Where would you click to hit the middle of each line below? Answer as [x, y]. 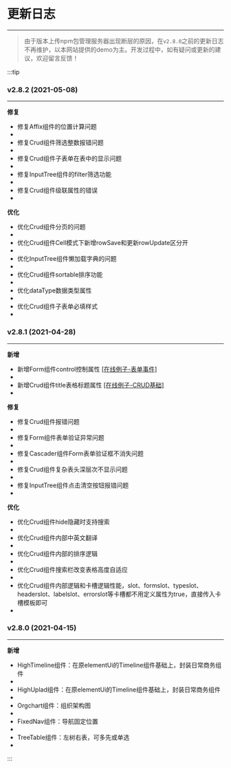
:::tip [13, 72]
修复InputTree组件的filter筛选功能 [64, 174]
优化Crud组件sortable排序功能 [60, 275]
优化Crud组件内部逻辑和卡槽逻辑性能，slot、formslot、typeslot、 [110, 585]
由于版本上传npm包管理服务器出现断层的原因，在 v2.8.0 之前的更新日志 [124, 41]
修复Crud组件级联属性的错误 [57, 191]
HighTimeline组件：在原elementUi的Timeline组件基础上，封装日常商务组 [119, 665]
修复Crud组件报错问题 [48, 421]
